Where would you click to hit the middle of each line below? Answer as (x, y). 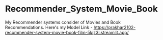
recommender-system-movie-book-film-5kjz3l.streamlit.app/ (67, 32)
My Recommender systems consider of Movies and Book (63, 22)
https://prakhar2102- (115, 27)
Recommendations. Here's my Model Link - (49, 27)
